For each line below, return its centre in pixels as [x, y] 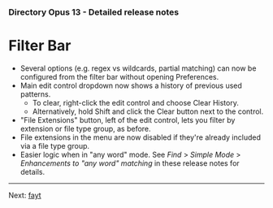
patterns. [35, 94]
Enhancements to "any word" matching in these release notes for [130, 163]
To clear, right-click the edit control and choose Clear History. [136, 102]
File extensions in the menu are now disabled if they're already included [141, 137]
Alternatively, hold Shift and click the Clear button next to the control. [148, 111]
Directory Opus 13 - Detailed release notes [94, 12]
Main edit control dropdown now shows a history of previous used [131, 85]
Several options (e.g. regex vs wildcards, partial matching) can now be [138, 68]
